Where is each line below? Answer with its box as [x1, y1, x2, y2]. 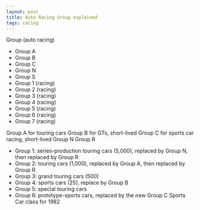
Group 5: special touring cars [14, 185, 87, 193]
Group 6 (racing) [14, 111, 56, 118]
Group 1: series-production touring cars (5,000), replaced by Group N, [14, 147, 188, 154]
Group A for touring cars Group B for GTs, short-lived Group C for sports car [6, 129, 194, 136]
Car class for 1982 [14, 198, 60, 205]
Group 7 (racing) [14, 118, 56, 125]
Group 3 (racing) [14, 92, 56, 99]
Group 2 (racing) [14, 86, 56, 93]
